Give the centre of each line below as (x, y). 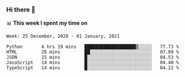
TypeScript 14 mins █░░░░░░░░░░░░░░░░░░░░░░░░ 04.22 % (93, 68)
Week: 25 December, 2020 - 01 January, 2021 (63, 36)
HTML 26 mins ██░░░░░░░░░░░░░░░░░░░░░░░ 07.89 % (93, 52)
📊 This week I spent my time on (47, 23)
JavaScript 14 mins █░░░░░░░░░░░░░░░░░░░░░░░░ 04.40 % (93, 63)
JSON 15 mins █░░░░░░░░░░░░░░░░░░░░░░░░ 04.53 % (93, 57)
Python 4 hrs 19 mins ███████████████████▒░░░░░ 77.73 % (93, 47)
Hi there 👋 (21, 10)
